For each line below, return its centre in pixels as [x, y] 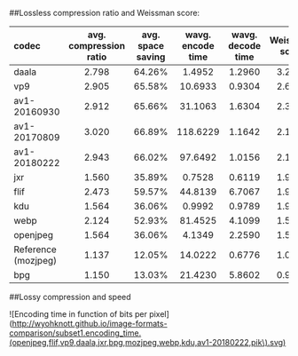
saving [151, 57]
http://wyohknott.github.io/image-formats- [90, 324]
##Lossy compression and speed [70, 297]
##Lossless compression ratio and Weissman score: [105, 13]
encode [198, 46]
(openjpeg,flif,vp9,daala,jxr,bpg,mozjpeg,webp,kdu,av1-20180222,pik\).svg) [148, 342]
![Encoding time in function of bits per [78, 314]
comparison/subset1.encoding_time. [75, 333]
